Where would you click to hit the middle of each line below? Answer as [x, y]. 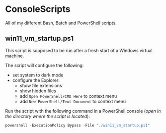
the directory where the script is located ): [48, 116]
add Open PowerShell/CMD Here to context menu [68, 96]
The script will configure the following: [44, 65]
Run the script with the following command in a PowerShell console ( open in [83, 111]
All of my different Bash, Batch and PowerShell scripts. [61, 23]
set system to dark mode [38, 75]
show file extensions [41, 85]
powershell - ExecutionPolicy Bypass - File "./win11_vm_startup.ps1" [78, 125]
